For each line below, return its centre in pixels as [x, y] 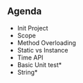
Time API [30, 57]
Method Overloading [46, 43]
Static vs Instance [43, 50]
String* [27, 72]
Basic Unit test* [39, 64]
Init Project [33, 28]
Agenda [25, 11]
